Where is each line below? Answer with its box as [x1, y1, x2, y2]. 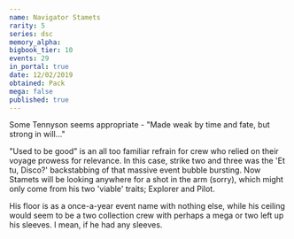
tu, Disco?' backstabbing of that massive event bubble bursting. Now [9, 165, 261, 175]
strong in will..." [9, 129, 66, 140]
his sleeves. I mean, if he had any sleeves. [9, 220, 163, 230]
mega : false [9, 87, 53, 96]
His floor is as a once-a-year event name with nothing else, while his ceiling [9, 201, 286, 212]
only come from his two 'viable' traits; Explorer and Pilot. [9, 183, 215, 195]
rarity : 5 [9, 21, 46, 30]
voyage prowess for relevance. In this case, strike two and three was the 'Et [9, 156, 286, 166]
